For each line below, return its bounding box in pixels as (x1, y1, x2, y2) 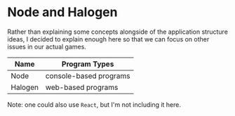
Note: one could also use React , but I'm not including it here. (7, 100, 181, 109)
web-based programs (45, 82, 119, 92)
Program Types (62, 59, 114, 69)
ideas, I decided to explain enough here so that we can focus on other (7, 34, 210, 43)
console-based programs (45, 71, 130, 81)
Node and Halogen (7, 4, 118, 20)
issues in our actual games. (7, 42, 86, 51)
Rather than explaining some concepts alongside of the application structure (7, 27, 228, 36)
